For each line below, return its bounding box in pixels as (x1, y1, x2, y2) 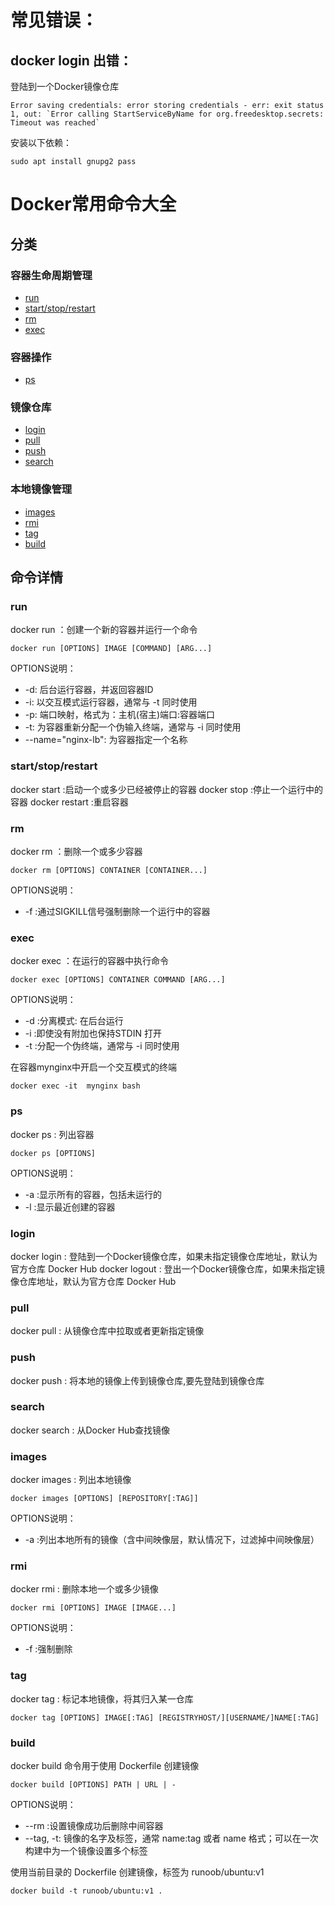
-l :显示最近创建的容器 (24, 1201, 116, 1213)
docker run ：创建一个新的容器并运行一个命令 (10, 624, 198, 636)
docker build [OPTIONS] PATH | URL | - (10, 1780, 177, 1790)
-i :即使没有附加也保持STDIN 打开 (24, 1027, 162, 1040)
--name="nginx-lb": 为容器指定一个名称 (24, 734, 188, 746)
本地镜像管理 (10, 482, 73, 496)
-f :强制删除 (24, 1643, 73, 1655)
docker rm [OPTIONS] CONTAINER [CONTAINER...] (10, 866, 208, 876)
